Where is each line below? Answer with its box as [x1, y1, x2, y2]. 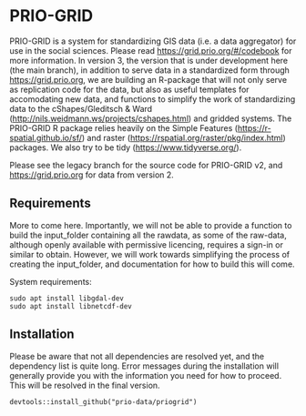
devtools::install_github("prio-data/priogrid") [9, 397, 198, 406]
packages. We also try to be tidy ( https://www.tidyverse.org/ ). [9, 142, 242, 153]
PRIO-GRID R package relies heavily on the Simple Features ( [9, 122, 239, 133]
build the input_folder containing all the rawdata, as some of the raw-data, [9, 229, 287, 240]
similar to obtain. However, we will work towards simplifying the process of [9, 249, 291, 259]
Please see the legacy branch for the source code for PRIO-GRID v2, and [9, 159, 283, 170]
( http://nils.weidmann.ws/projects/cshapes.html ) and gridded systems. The [9, 113, 292, 124]
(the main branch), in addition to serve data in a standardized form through [9, 65, 290, 76]
